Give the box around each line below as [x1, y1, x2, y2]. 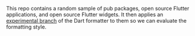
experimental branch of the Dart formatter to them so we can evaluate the [6, 17, 187, 24]
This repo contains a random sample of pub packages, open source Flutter [6, 5, 190, 12]
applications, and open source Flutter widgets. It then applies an [6, 11, 163, 18]
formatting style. [6, 23, 46, 30]
